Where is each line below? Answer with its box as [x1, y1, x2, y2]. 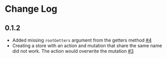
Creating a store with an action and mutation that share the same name [12, 43, 162, 49]
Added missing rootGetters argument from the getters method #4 [12, 37, 152, 43]
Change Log [5, 3, 57, 15]
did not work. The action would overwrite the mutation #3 [12, 48, 134, 54]
